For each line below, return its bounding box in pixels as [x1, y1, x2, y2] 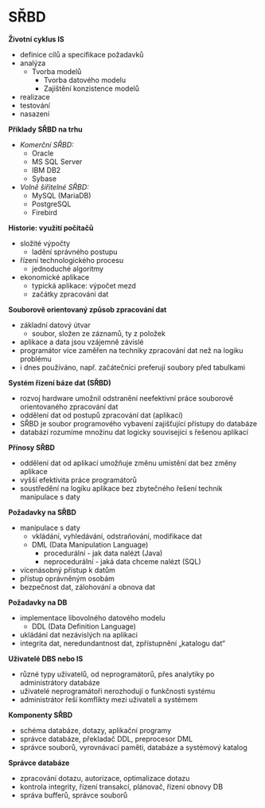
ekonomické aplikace [19, 272, 90, 282]
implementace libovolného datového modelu [19, 613, 166, 622]
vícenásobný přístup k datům [19, 565, 115, 575]
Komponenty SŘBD [8, 710, 73, 720]
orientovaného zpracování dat [19, 402, 119, 411]
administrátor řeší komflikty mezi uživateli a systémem [19, 694, 198, 704]
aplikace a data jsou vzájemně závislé [19, 337, 144, 347]
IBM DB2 [31, 165, 61, 175]
